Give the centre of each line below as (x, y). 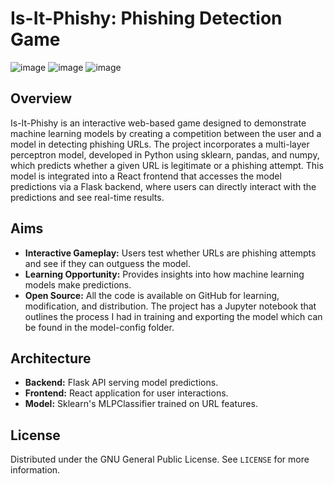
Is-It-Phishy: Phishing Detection (146, 18)
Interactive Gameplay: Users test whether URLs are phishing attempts (170, 253)
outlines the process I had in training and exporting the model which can (173, 316)
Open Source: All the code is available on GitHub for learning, (152, 295)
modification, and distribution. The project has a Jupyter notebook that (170, 306)
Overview (41, 98)
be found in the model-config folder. (99, 327)
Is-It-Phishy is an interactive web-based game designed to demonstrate (158, 123)
